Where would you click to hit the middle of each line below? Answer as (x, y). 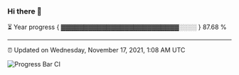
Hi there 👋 (25, 11)
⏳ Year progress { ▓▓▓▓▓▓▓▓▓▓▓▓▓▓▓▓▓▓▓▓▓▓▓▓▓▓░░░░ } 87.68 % (117, 27)
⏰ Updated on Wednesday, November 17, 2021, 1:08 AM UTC (96, 50)
